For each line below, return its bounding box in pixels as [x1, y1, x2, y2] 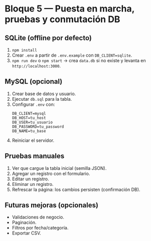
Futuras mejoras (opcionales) [5, 201, 99, 209]
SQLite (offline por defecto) [5, 34, 92, 42]
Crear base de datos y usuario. [12, 91, 76, 97]
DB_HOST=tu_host [12, 115, 46, 120]
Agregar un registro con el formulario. [12, 170, 90, 176]
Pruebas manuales [5, 152, 65, 160]
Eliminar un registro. [12, 181, 54, 187]
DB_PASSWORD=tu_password [12, 124, 64, 129]
